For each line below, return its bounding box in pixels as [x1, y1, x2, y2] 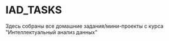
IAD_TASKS [5, 3, 62, 17]
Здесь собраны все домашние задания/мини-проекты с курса [5, 23, 164, 29]
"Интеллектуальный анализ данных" [5, 28, 98, 35]
